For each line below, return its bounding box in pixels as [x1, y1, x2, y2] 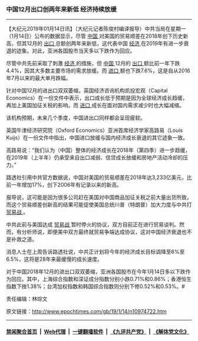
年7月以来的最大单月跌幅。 [6, 75, 71, 82]
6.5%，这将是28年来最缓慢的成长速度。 [6, 256, 103, 263]
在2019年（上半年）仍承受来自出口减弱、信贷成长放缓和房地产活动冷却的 [6, 154, 183, 161]
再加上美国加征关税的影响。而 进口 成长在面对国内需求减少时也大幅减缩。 [6, 102, 184, 109]
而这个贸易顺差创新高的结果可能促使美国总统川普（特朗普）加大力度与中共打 [6, 201, 192, 208]
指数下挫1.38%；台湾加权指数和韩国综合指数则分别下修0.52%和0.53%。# [6, 283, 186, 290]
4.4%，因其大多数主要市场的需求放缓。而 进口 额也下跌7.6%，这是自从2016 [6, 67, 190, 74]
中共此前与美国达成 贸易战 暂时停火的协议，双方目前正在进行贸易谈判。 [6, 221, 180, 228]
